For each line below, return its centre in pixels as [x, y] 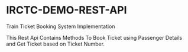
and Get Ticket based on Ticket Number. [56, 44]
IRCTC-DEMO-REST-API [67, 10]
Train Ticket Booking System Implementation [61, 26]
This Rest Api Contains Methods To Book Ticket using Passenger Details [94, 37]
